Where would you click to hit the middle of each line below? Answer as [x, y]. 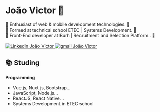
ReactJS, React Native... [38, 98]
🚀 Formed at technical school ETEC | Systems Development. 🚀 [71, 30]
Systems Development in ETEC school [53, 103]
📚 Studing [23, 63]
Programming [20, 77]
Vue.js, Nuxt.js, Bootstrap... [42, 87]
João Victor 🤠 [35, 10]
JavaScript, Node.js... [35, 93]
